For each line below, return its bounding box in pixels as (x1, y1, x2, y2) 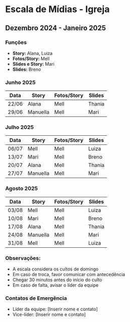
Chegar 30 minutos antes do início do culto (12, 277, 102, 283)
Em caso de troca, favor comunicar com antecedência (12, 272, 125, 278)
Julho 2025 (5, 124, 34, 131)
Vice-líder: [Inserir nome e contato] (12, 311, 86, 317)
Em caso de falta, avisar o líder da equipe (12, 282, 99, 288)
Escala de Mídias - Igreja (5, 4, 110, 15)
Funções (5, 39, 27, 46)
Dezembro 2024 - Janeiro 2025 (5, 24, 106, 32)
